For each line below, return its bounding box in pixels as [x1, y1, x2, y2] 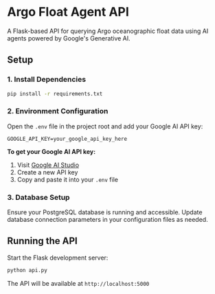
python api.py [7, 267, 48, 273]
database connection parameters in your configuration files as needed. [7, 216, 208, 224]
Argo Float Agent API [7, 4, 129, 20]
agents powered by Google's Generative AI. [7, 34, 131, 42]
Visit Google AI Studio [16, 161, 80, 169]
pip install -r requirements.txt [7, 90, 103, 97]
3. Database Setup [7, 192, 70, 202]
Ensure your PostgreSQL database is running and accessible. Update [7, 208, 203, 216]
